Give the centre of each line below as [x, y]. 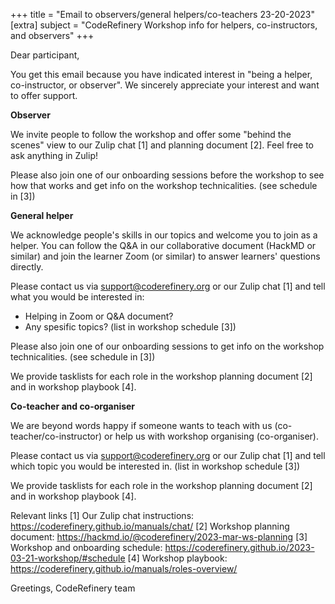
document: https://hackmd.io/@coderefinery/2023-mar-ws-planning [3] [159, 537]
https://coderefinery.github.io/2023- [239, 547]
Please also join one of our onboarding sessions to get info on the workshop [167, 346]
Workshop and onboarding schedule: [86, 547]
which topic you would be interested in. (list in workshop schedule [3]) [155, 466]
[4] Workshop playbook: [177, 558]
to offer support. [44, 95]
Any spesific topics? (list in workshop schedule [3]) [130, 327]
